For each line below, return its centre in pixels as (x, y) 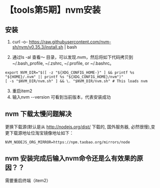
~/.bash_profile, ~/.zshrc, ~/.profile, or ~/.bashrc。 (63, 63)
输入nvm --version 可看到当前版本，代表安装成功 (61, 97)
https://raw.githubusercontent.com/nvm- (70, 42)
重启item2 (22, 91)
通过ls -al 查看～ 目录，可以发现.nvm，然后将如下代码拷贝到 (73, 57)
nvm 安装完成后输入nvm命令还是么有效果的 (71, 158)
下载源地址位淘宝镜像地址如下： (41, 133)
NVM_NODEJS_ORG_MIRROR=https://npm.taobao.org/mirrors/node (68, 142)
